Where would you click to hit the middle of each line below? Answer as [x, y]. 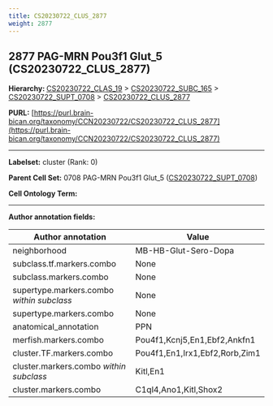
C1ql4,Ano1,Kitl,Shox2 [179, 390]
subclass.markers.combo [61, 277]
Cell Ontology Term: [43, 194]
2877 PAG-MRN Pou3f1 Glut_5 [85, 56]
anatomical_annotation [56, 327]
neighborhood [40, 251]
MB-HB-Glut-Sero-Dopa [185, 251]
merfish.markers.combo [58, 340]
